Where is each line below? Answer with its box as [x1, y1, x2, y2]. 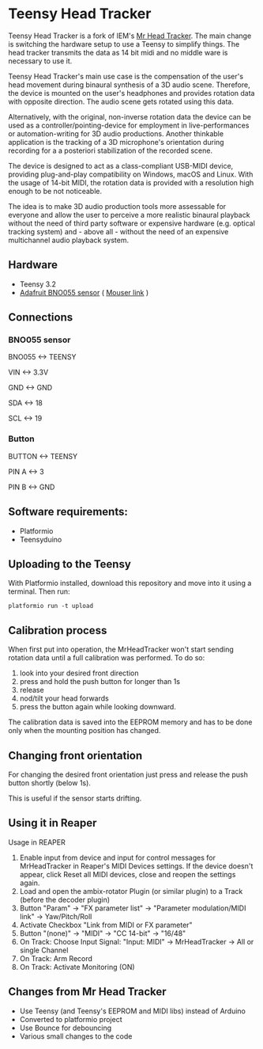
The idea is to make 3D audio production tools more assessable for [8, 201, 227, 211]
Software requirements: [8, 505, 128, 519]
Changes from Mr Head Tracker [8, 985, 167, 998]
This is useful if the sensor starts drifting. [8, 793, 142, 803]
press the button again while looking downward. [19, 702, 176, 712]
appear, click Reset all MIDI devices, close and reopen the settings [19, 869, 236, 879]
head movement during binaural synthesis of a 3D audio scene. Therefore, [8, 80, 250, 89]
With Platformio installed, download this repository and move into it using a [8, 579, 252, 588]
